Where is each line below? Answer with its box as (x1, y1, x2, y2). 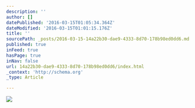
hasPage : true (6, 53, 41, 58)
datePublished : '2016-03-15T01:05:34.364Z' (6, 19, 116, 25)
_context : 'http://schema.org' (6, 69, 84, 75)
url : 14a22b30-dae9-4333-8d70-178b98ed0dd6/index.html (6, 63, 145, 70)
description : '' (6, 8, 46, 15)
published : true (6, 42, 46, 48)
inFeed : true (6, 47, 39, 53)
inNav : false (6, 58, 39, 64)
